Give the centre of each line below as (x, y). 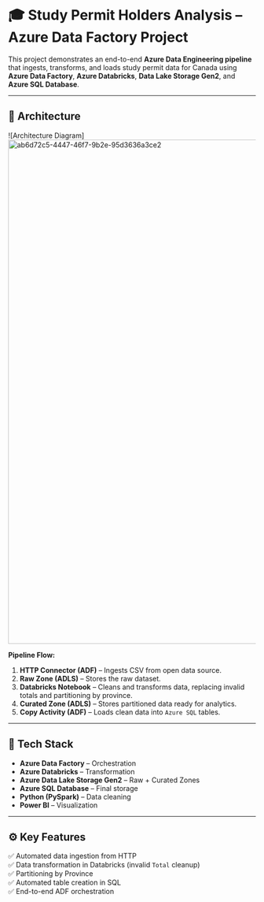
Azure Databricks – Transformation (77, 771)
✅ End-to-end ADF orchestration (61, 892)
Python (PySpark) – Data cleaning (75, 796)
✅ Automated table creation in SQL (65, 882)
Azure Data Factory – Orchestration (77, 763)
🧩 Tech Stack (41, 744)
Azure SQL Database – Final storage (79, 788)
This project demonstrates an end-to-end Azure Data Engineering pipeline (130, 59)
